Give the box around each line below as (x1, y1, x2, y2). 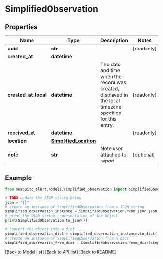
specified (100, 110, 122, 116)
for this (100, 115, 117, 122)
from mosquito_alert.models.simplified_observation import (5, 187, 127, 192)
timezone (100, 103, 122, 110)
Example (5, 174, 32, 182)
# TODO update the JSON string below (5, 195, 81, 200)
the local (100, 97, 120, 104)
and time (100, 67, 120, 74)
